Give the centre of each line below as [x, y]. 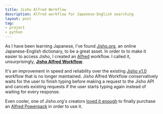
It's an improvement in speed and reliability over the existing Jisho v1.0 [76, 71]
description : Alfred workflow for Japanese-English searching [69, 14]
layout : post [18, 19]
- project [15, 28]
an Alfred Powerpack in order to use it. [44, 106]
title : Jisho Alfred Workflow [36, 9]
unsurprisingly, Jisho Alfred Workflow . [44, 62]
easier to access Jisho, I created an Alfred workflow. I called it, [68, 56]
